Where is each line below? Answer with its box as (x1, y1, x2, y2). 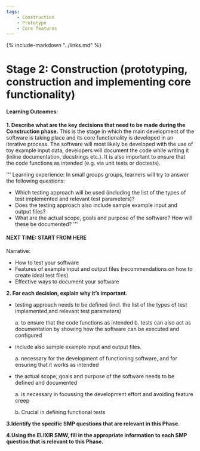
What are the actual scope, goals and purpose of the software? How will (14, 214, 193, 221)
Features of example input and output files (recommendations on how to (14, 265, 193, 272)
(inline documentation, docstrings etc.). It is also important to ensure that (6, 153, 186, 160)
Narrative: (6, 247, 31, 254)
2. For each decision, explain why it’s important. (6, 289, 128, 296)
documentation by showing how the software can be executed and (14, 325, 180, 332)
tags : (6, 8, 20, 15)
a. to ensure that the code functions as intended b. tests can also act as (14, 319, 191, 326)
